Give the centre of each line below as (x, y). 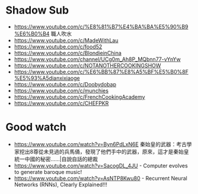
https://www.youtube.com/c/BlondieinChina (68, 53)
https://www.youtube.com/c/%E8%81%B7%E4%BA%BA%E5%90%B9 (101, 27)
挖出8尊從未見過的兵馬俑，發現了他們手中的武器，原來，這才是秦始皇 (104, 151)
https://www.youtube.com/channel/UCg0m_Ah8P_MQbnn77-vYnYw (98, 59)
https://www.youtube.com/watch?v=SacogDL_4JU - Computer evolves (101, 166)
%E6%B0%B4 (32, 34)
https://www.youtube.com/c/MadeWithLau (66, 40)
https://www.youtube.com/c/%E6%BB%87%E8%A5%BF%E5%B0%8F (101, 72)
